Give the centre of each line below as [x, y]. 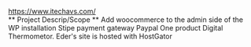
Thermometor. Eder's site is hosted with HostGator [90, 36]
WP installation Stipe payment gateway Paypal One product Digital [116, 28]
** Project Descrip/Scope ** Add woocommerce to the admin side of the [126, 20]
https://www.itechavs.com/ [52, 11]
